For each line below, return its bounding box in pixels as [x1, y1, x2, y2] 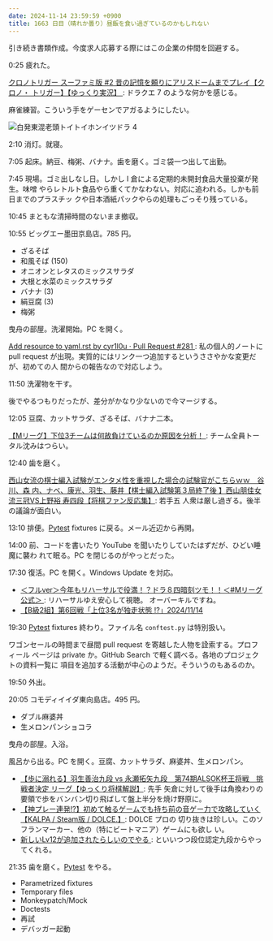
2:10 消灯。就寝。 [8, 139, 67, 149]
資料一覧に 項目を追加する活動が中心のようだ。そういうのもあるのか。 [22, 659, 260, 670]
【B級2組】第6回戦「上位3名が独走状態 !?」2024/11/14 [19, 605, 203, 615]
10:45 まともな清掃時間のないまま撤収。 [8, 211, 143, 221]
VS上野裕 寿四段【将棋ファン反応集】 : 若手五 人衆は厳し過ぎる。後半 [29, 495, 262, 505]
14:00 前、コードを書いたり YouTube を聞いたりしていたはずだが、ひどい [8, 540, 254, 550]
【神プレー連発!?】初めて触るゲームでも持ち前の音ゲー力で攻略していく [19, 804, 262, 814]
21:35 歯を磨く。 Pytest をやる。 [8, 861, 116, 871]
